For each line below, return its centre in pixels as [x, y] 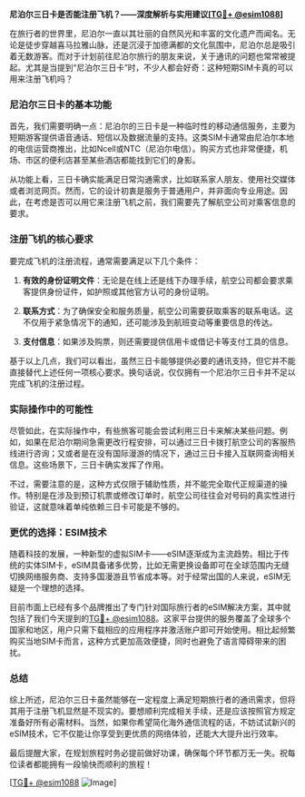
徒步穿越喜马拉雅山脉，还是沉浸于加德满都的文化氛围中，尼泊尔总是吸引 [160, 45]
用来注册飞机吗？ [41, 79]
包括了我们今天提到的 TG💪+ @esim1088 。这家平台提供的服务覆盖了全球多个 [150, 619]
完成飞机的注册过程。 [49, 383]
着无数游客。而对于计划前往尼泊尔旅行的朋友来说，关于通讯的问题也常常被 [148, 56]
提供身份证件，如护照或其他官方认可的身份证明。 [122, 291]
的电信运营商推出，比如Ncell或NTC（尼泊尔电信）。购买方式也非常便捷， [144, 149]
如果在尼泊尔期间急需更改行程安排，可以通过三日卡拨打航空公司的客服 [156, 442]
